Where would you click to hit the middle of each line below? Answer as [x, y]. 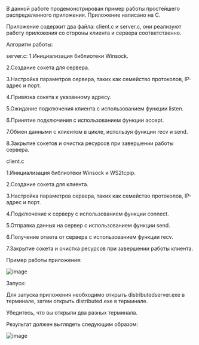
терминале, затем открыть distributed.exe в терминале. [77, 301]
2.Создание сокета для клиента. [47, 184]
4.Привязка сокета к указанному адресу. [59, 97]
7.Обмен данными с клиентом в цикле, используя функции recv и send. [97, 132]
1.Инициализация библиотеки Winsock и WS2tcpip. [71, 173]
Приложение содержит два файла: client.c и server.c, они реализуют [94, 27]
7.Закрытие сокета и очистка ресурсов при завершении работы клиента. [99, 248]
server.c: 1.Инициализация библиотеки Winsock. [67, 56]
